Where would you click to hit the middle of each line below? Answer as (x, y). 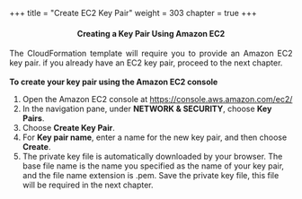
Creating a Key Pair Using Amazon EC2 (151, 33)
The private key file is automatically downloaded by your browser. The (152, 157)
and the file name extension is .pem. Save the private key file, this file (151, 176)
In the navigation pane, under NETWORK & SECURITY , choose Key (147, 109)
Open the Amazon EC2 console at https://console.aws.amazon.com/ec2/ (157, 99)
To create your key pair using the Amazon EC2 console (114, 82)
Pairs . (33, 118)
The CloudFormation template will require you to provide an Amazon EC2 (151, 54)
